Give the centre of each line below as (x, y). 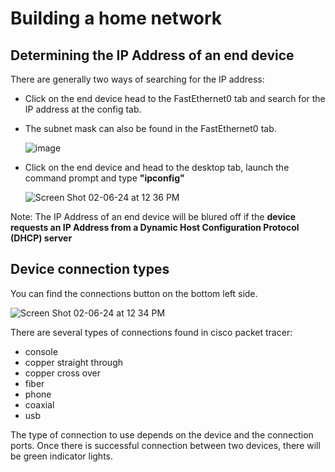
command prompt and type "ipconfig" (104, 178)
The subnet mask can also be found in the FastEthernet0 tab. (150, 128)
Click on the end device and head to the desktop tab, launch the (157, 167)
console (41, 351)
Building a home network (116, 18)
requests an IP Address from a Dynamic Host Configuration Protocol (155, 227)
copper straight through (74, 362)
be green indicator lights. (62, 456)
